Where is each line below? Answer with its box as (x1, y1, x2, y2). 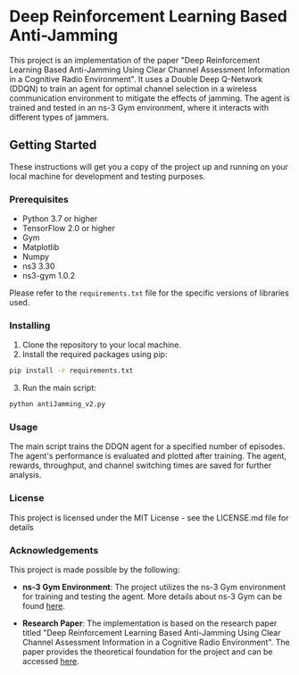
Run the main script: (21, 382, 96, 394)
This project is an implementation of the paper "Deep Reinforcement (9, 54, 261, 65)
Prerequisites (9, 193, 69, 205)
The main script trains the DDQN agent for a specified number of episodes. (9, 441, 286, 452)
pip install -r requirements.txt (9, 366, 134, 376)
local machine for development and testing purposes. (9, 171, 206, 181)
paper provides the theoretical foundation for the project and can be (21, 646, 273, 657)
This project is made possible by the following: (9, 564, 180, 575)
